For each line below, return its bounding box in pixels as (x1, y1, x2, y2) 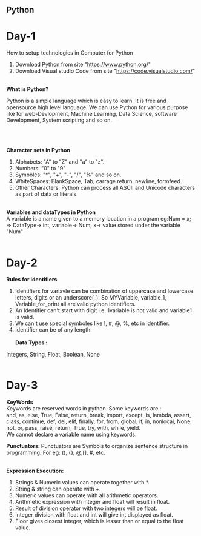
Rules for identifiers (6, 276, 58, 283)
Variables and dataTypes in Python (6, 209, 96, 216)
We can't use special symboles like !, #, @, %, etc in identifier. (15, 320, 170, 327)
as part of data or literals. (15, 190, 78, 198)
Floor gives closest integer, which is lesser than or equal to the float (15, 518, 184, 525)
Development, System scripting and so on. (6, 116, 112, 124)
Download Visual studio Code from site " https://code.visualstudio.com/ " (15, 67, 196, 75)
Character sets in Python (6, 147, 71, 154)
